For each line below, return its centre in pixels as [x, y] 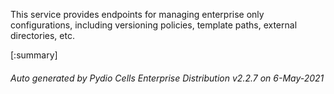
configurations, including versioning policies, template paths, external [154, 25]
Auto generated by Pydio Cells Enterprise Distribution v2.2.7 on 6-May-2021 [167, 78]
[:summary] [34, 55]
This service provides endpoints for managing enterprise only [137, 14]
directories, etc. [42, 35]
